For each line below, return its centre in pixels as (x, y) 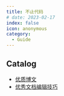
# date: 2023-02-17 (31, 17)
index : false (23, 23)
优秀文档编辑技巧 (36, 86)
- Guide (21, 40)
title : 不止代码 (25, 12)
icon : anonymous (27, 28)
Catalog (21, 64)
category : (19, 34)
